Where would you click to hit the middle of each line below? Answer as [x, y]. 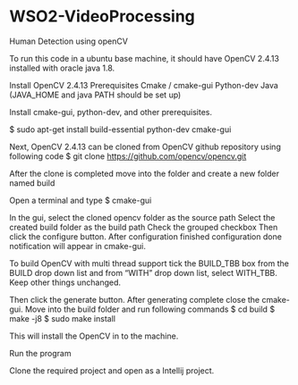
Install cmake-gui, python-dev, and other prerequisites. [111, 112]
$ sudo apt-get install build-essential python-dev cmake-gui [120, 129]
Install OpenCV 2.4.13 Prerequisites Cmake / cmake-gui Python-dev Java [144, 85]
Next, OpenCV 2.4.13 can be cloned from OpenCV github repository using [145, 146]
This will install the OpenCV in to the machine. [94, 336]
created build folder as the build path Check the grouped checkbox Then [144, 227]
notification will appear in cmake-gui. [77, 246]
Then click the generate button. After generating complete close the [135, 299]
